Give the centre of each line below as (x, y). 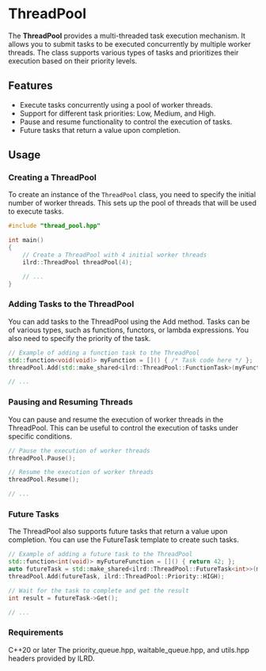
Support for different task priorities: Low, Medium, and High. (118, 113)
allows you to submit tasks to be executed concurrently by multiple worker (129, 44)
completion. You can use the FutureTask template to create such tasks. (123, 540)
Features (30, 86)
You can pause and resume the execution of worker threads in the (116, 419)
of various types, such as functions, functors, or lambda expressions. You (129, 330)
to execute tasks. (36, 211)
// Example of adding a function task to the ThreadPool (104, 353)
